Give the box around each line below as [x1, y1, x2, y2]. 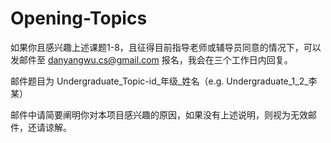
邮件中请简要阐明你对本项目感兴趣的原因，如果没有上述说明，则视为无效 [10, 108, 308, 121]
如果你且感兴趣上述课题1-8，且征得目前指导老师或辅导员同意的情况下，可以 [10, 41, 322, 53]
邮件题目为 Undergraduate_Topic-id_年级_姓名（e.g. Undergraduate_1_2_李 [10, 75, 318, 87]
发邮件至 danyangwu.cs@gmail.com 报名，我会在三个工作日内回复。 [10, 53, 293, 66]
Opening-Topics [10, 7, 148, 30]
